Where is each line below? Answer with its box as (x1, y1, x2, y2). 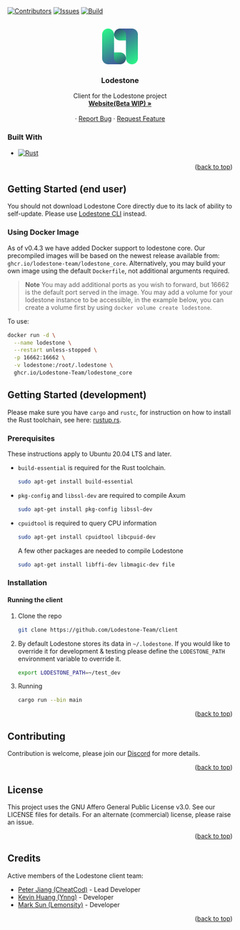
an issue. (7, 818, 34, 826)
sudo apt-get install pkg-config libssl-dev (17, 506, 153, 513)
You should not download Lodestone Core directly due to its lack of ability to (7, 202, 232, 211)
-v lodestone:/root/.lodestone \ (14, 361, 114, 369)
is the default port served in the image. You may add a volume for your (24, 288, 233, 296)
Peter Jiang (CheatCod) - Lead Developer (17, 885, 141, 894)
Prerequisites (7, 433, 55, 443)
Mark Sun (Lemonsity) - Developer (17, 900, 120, 909)
